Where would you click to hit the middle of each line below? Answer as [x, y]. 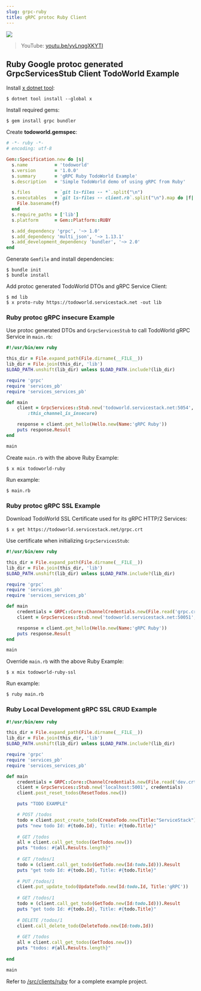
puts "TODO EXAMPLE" [42, 804]
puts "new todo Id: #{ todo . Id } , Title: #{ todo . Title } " [87, 825]
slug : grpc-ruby [26, 12]
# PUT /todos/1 [36, 881]
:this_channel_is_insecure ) [63, 414]
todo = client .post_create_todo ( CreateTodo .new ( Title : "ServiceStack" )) [108, 820]
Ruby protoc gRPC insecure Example [60, 317]
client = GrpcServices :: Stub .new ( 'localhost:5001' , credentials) [100, 787]
